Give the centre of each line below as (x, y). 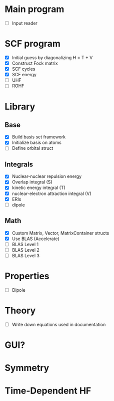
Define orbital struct (32, 148)
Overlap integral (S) (32, 182)
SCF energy (24, 75)
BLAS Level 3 (25, 255)
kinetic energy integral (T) (38, 188)
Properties (27, 276)
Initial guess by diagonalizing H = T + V (52, 57)
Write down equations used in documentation (59, 324)
